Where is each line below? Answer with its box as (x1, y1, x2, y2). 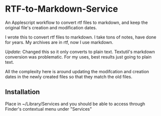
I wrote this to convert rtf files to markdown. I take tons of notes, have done (5, 34, 157, 40)
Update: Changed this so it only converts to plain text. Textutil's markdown (5, 49, 155, 55)
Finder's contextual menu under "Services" (5, 106, 92, 112)
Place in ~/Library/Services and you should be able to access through (5, 101, 145, 107)
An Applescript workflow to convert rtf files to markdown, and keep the (5, 19, 148, 25)
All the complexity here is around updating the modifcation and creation (5, 68, 149, 74)
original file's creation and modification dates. (5, 24, 97, 30)
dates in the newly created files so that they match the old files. (5, 74, 133, 79)
